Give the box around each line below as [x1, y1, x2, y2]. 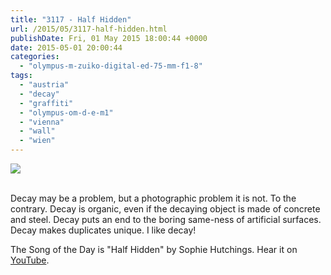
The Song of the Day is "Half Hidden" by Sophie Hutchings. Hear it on [10, 244, 298, 255]
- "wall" [19, 126, 56, 136]
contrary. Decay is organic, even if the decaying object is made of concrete [10, 203, 321, 215]
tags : [10, 71, 33, 81]
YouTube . [10, 254, 50, 266]
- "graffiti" [19, 98, 74, 108]
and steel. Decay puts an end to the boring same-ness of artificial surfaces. [10, 214, 322, 225]
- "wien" [19, 136, 56, 146]
